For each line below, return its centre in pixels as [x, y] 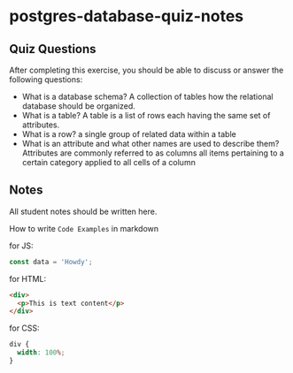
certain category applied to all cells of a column [109, 162]
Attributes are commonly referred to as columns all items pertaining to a [153, 153]
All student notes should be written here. [83, 211]
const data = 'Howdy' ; [51, 262]
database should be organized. [78, 106]
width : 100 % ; [41, 353]
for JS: [21, 246]
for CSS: [24, 328]
